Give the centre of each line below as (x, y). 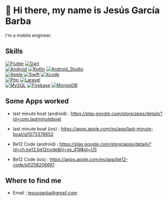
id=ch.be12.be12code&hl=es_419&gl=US (55, 149)
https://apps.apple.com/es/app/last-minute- (107, 129)
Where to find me (33, 180)
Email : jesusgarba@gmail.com (45, 193)
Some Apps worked (37, 101)
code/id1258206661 (34, 164)
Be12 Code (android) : (35, 144)
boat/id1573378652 (33, 134)
